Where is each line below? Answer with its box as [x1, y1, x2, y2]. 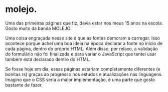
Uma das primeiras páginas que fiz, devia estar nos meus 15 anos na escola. [5, 20, 163, 26]
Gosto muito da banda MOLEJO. [5, 25, 72, 31]
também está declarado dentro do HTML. [5, 56, 91, 62]
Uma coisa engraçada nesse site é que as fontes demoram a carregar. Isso [5, 35, 160, 41]
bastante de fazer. [5, 81, 43, 88]
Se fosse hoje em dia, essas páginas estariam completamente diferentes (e [5, 66, 160, 72]
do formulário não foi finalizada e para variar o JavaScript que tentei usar [5, 51, 156, 57]
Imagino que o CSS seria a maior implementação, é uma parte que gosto [5, 76, 155, 82]
